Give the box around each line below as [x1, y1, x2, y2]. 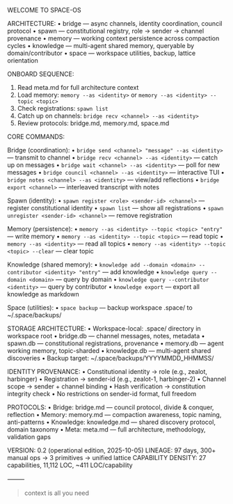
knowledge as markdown [7, 290, 79, 298]
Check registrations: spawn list [17, 104, 109, 112]
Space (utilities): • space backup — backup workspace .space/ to [7, 304, 193, 312]
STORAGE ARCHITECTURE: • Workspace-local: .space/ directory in [7, 324, 202, 333]
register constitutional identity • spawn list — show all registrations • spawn [7, 204, 224, 212]
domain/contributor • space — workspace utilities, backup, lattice [7, 49, 196, 57]
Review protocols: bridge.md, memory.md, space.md [17, 119, 170, 127]
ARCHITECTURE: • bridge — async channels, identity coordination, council [7, 19, 223, 27]
